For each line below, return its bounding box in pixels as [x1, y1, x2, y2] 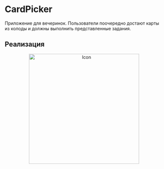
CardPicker [5, 4, 53, 15]
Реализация [5, 40, 45, 49]
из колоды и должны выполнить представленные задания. [5, 25, 131, 31]
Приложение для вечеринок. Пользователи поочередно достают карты [5, 20, 159, 26]
